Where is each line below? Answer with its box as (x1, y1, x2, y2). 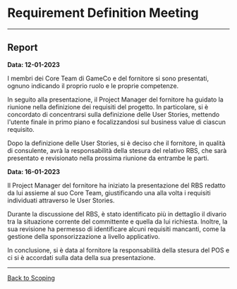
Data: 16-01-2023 (7, 167, 61, 176)
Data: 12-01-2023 (7, 60, 60, 68)
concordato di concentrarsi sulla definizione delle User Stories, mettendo (7, 110, 220, 118)
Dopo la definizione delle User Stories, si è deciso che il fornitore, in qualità (7, 139, 226, 147)
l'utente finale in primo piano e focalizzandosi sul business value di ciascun (7, 118, 226, 126)
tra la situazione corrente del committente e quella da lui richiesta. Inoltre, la (7, 217, 228, 226)
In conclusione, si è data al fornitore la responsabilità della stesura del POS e (7, 245, 230, 254)
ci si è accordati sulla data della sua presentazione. (7, 253, 156, 262)
